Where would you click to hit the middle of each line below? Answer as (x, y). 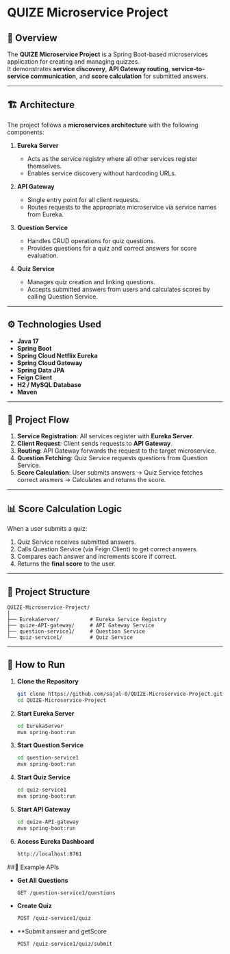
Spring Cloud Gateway (50, 363)
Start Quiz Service (43, 777)
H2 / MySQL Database (49, 384)
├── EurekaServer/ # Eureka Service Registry (87, 620)
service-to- (188, 69)
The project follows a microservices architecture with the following (103, 125)
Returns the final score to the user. (66, 564)
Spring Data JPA (41, 370)
